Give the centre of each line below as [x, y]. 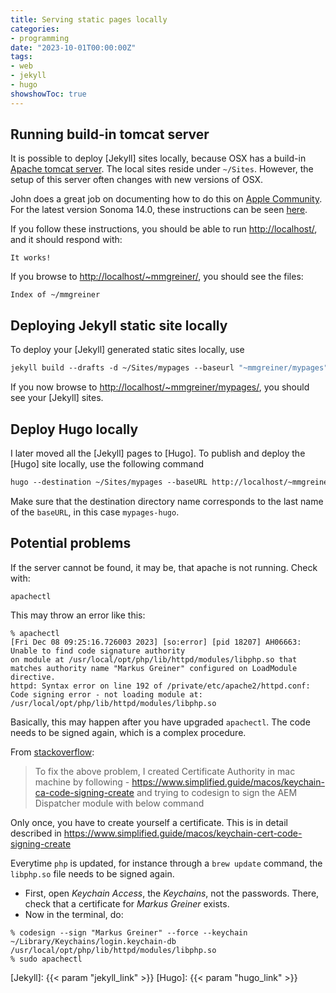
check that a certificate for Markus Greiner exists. [127, 903]
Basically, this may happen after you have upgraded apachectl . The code [160, 722]
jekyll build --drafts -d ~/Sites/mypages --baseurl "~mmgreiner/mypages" [169, 368]
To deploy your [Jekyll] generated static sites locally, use [127, 350]
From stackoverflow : [52, 752]
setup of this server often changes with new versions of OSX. [137, 180]
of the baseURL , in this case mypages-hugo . [95, 512]
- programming [40, 38]
